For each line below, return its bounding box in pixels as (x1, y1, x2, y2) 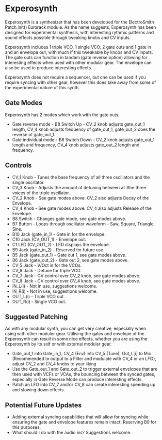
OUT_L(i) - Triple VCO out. (12, 293, 65, 299)
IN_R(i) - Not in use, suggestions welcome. (12, 288, 98, 294)
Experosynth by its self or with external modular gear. (5, 341, 112, 347)
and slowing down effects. (12, 387, 65, 393)
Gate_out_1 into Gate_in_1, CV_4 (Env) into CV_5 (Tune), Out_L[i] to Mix (12, 351, 151, 357)
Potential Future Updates (5, 401, 82, 409)
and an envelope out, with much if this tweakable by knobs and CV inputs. (5, 49, 153, 55)
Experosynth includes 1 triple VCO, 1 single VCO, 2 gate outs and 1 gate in (5, 44, 151, 50)
